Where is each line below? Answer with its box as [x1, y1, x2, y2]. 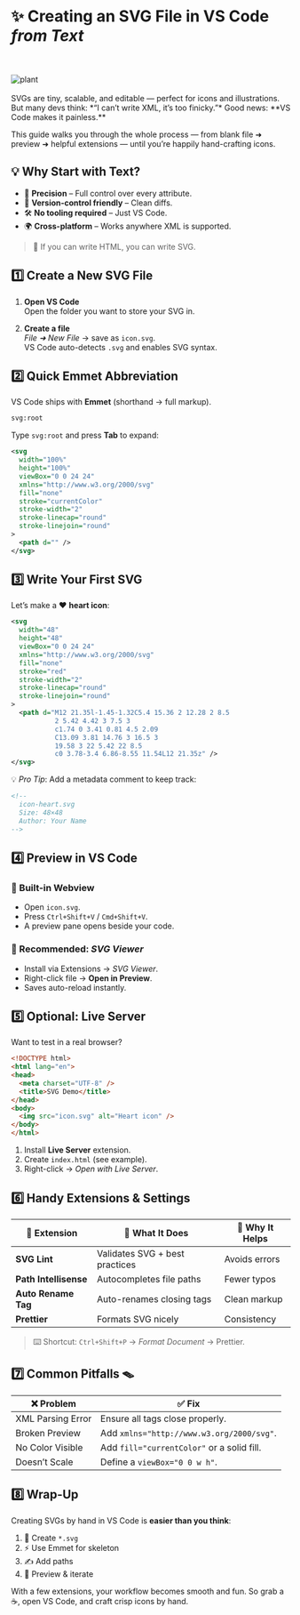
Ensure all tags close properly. [100, 1412, 226, 1425]
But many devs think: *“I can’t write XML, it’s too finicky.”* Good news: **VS [11, 102, 291, 113]
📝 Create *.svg [23, 1532, 79, 1543]
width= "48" [19, 625, 59, 635]
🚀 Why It [236, 1221, 274, 1233]
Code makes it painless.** [11, 111, 107, 122]
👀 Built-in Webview [11, 881, 95, 894]
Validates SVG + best [96, 1247, 186, 1259]
